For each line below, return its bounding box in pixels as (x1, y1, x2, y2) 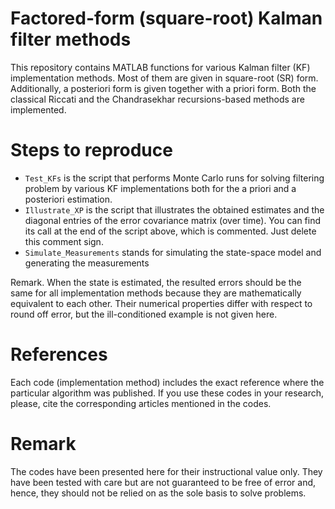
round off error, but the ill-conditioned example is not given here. (10, 308, 278, 320)
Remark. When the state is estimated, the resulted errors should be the (10, 276, 302, 288)
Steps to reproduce (10, 139, 173, 162)
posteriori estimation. (24, 193, 113, 205)
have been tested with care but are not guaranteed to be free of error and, (10, 476, 317, 488)
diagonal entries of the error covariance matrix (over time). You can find (24, 214, 322, 226)
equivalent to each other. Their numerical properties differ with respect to (10, 297, 313, 309)
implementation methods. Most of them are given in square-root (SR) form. (10, 72, 319, 84)
